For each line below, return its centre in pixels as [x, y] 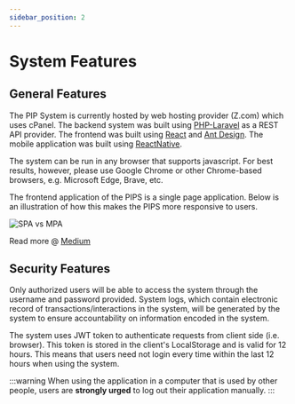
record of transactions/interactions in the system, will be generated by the [145, 309]
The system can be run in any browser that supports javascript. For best [141, 161]
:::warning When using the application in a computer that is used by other [144, 381]
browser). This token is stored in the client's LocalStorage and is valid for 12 [148, 345]
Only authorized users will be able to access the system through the [134, 290]
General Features [58, 94]
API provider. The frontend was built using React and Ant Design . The [136, 134]
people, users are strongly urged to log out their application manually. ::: [142, 391]
